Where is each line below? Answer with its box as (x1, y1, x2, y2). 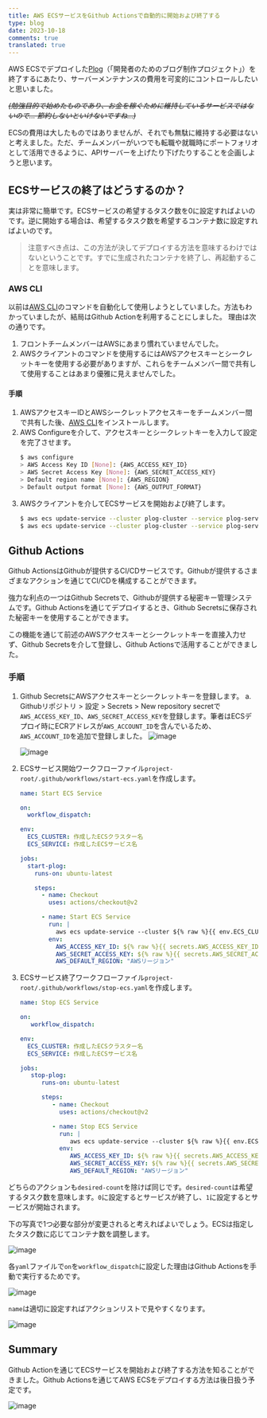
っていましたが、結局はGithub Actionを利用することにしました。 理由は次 (14, 312, 257, 322)
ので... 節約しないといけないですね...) (14, 111, 137, 120)
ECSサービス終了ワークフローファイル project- (19, 973, 173, 982)
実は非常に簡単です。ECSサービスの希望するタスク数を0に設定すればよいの (8, 206, 256, 215)
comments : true (8, 33, 59, 42)
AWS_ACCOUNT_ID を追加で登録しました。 (19, 731, 147, 741)
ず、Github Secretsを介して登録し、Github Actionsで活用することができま (8, 640, 251, 649)
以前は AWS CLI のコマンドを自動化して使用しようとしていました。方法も (8, 302, 246, 311)
